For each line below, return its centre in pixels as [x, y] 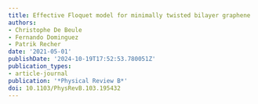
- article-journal [38, 74]
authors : [22, 23]
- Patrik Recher [35, 45]
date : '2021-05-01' [40, 52]
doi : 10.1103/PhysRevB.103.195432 [65, 88]
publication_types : [40, 66]
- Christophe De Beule [45, 30]
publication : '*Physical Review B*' [68, 81]
